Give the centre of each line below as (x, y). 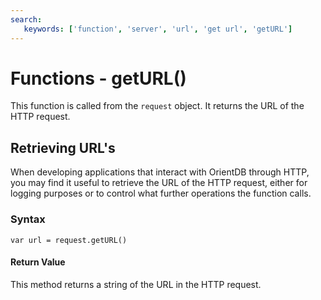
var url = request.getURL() (69, 240)
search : (26, 19)
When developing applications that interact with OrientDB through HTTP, (160, 172)
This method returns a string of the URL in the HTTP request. (136, 284)
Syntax (28, 219)
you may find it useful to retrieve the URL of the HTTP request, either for (159, 183)
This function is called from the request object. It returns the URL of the (157, 106)
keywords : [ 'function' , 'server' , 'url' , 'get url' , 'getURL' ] (158, 29)
